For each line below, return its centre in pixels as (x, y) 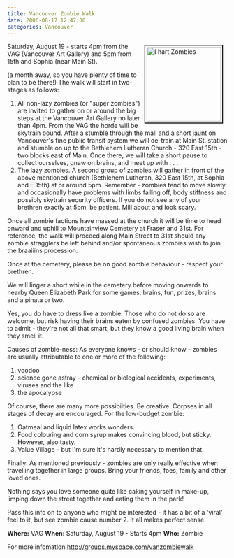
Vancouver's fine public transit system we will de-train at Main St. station (122, 141)
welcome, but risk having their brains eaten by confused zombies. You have (116, 321)
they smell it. (25, 336)
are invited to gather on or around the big (76, 111)
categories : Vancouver (40, 27)
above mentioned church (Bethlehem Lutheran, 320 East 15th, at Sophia (121, 178)
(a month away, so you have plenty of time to (72, 75)
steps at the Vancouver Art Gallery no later (79, 118)
